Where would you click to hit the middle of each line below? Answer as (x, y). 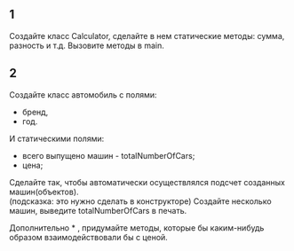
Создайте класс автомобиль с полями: (83, 94)
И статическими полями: (57, 138)
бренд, (35, 112)
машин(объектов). (44, 192)
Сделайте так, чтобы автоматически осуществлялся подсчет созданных (147, 182)
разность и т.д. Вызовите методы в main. (87, 45)
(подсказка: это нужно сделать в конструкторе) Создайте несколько (141, 201)
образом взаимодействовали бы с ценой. (89, 237)
